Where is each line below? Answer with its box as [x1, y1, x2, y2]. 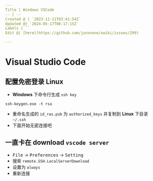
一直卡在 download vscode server [5, 138, 109, 147]
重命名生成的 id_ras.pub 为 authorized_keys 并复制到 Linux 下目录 [12, 111, 148, 117]
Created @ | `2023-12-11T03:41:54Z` [5, 16, 81, 21]
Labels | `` [5, 26, 30, 31]
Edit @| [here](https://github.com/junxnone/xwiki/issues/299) [5, 30, 139, 35]
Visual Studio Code [5, 56, 86, 68]
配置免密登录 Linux [5, 77, 64, 86]
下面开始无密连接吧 [12, 123, 52, 128]
